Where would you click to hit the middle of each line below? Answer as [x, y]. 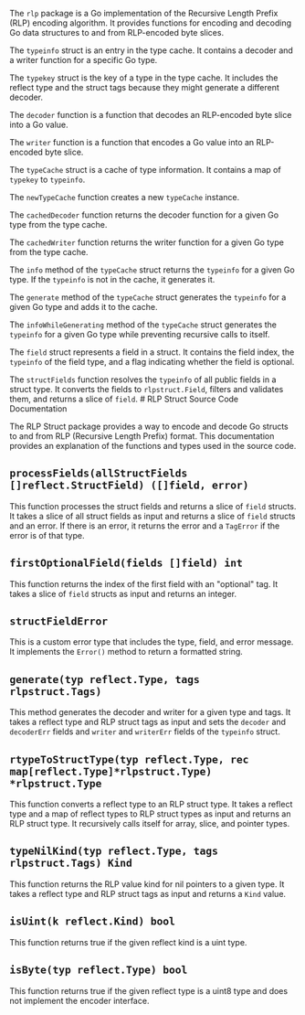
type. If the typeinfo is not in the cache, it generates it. [112, 279]
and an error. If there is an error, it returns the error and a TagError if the [145, 526]
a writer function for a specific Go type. [84, 60]
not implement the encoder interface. [79, 1000]
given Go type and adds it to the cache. [84, 307]
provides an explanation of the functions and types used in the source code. [153, 446]
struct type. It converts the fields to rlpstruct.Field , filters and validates [147, 389]
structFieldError [58, 621]
